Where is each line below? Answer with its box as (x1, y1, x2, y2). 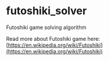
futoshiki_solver (6, 4, 87, 18)
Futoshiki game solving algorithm (6, 24, 87, 31)
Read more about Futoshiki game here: (6, 35, 100, 42)
